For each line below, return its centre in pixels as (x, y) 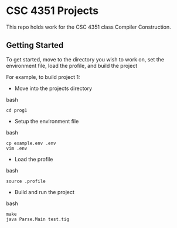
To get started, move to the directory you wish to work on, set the (85, 59)
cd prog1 (17, 110)
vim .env (17, 148)
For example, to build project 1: (43, 77)
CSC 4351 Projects (52, 11)
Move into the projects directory (53, 88)
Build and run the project (45, 192)
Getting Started (35, 45)
